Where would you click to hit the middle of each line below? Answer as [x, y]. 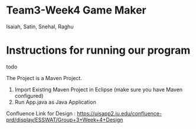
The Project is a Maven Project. [44, 78]
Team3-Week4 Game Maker [76, 10]
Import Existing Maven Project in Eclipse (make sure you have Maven [99, 90]
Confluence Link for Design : [41, 113]
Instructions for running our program [98, 50]
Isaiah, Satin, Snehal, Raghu [40, 27]
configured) [29, 95]
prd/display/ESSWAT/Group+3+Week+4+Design [65, 120]
